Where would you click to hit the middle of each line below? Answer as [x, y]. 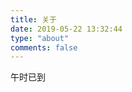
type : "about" [40, 38]
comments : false [44, 47]
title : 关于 [33, 19]
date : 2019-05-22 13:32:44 [66, 29]
